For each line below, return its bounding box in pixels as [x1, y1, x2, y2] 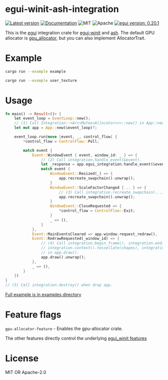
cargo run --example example [5, 69, 66, 74]
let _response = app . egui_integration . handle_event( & [40, 162, 155, 167]
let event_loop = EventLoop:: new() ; [14, 116, 91, 121]
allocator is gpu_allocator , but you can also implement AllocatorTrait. [5, 35, 146, 41]
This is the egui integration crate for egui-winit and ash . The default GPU [5, 29, 155, 35]
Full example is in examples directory [5, 292, 81, 298]
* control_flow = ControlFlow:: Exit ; [58, 208, 135, 213]
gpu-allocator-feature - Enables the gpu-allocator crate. [5, 326, 123, 332]
